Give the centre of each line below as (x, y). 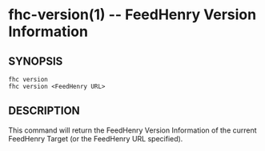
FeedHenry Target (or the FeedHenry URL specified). (96, 138)
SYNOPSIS (36, 61)
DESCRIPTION (44, 111)
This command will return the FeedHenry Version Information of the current (133, 130)
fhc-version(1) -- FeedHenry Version (132, 15)
